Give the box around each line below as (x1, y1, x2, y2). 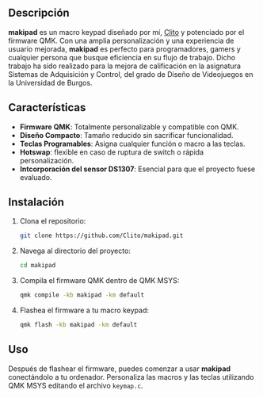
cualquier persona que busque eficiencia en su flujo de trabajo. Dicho (8, 52, 236, 62)
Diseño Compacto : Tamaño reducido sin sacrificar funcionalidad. (19, 130, 234, 140)
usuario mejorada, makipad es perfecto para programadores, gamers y (8, 44, 242, 54)
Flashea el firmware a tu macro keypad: (19, 305, 149, 316)
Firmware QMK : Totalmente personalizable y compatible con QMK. (19, 122, 239, 132)
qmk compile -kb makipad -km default (19, 291, 145, 300)
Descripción (8, 6, 70, 20)
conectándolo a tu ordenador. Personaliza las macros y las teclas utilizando (8, 372, 254, 381)
